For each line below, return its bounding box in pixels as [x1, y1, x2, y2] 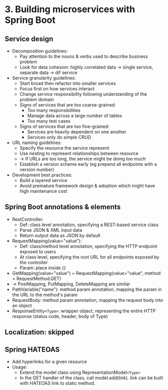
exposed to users [19, 249, 56, 255]
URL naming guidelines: [12, 139, 62, 146]
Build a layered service [19, 178, 68, 183]
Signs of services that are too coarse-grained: [19, 102, 116, 108]
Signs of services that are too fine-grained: [19, 123, 110, 129]
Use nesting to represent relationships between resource [19, 151, 139, 156]
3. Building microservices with [5, 4, 135, 15]
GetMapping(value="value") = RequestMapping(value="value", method [12, 270, 161, 276]
